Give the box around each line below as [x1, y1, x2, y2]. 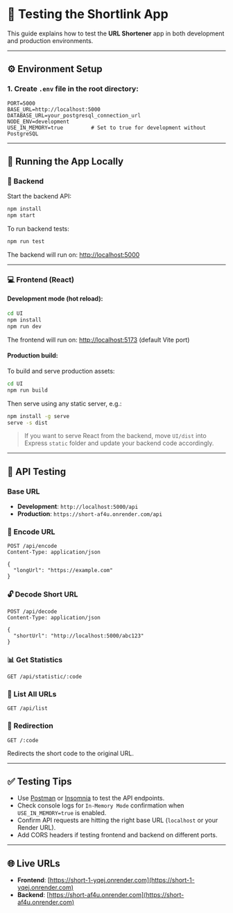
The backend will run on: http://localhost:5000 [7, 250, 140, 259]
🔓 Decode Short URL [7, 589, 78, 599]
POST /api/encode [7, 543, 58, 550]
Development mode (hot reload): [7, 294, 103, 303]
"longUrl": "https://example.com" [13, 567, 113, 574]
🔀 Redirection [7, 721, 53, 731]
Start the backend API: [7, 192, 71, 201]
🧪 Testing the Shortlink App [7, 6, 169, 22]
